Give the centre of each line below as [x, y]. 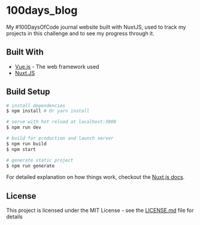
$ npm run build [26, 144]
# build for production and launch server [60, 138]
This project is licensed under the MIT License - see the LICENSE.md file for [100, 211]
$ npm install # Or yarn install [48, 111]
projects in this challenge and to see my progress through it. [80, 33]
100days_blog [42, 10]
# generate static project [40, 160]
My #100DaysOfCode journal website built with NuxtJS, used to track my [96, 27]
